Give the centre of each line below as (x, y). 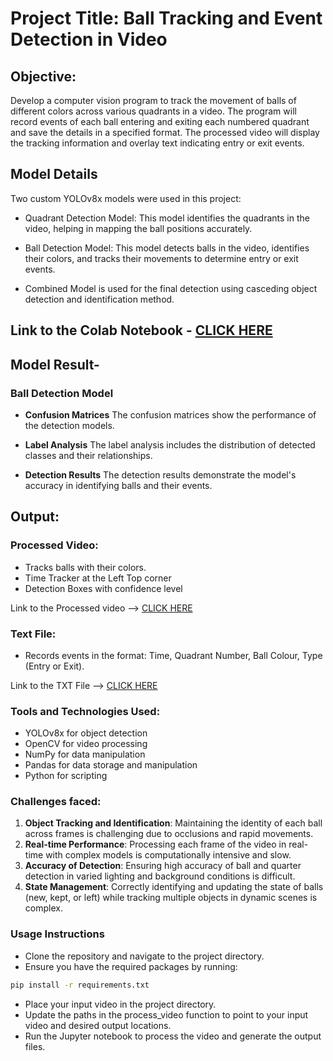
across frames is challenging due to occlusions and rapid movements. (169, 834)
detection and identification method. (99, 299)
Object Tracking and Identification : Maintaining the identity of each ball (173, 823)
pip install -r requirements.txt (80, 985)
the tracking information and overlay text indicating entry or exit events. (157, 143)
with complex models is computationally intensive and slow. (168, 855)
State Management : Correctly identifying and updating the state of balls (174, 887)
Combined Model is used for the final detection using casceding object (171, 288)
